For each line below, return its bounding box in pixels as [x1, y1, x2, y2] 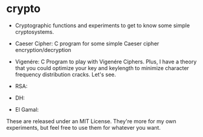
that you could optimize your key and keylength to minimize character [15, 64, 190, 71]
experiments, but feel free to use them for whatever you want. [6, 124, 161, 131]
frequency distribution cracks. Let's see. [15, 71, 116, 78]
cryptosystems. [15, 28, 55, 35]
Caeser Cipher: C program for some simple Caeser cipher [15, 40, 159, 47]
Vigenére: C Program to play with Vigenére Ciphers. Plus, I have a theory [15, 58, 197, 65]
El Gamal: [15, 106, 39, 113]
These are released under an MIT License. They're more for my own [6, 117, 177, 125]
